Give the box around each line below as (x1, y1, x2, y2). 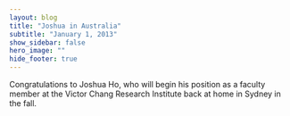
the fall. (9, 98, 37, 108)
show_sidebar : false (9, 37, 87, 47)
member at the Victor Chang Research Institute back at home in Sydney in (9, 88, 281, 99)
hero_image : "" (9, 46, 66, 55)
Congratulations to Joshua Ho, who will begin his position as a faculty (9, 79, 266, 89)
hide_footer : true (9, 54, 78, 63)
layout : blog (9, 12, 58, 22)
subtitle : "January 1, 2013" (9, 29, 118, 38)
